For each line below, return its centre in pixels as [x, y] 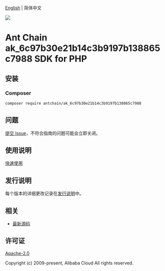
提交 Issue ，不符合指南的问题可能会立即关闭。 [53, 133]
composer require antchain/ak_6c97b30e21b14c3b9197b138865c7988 [73, 103]
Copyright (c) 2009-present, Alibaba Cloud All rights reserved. [69, 263]
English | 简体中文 [23, 8]
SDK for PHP [61, 59]
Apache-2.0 [17, 253]
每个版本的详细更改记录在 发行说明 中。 [44, 194]
